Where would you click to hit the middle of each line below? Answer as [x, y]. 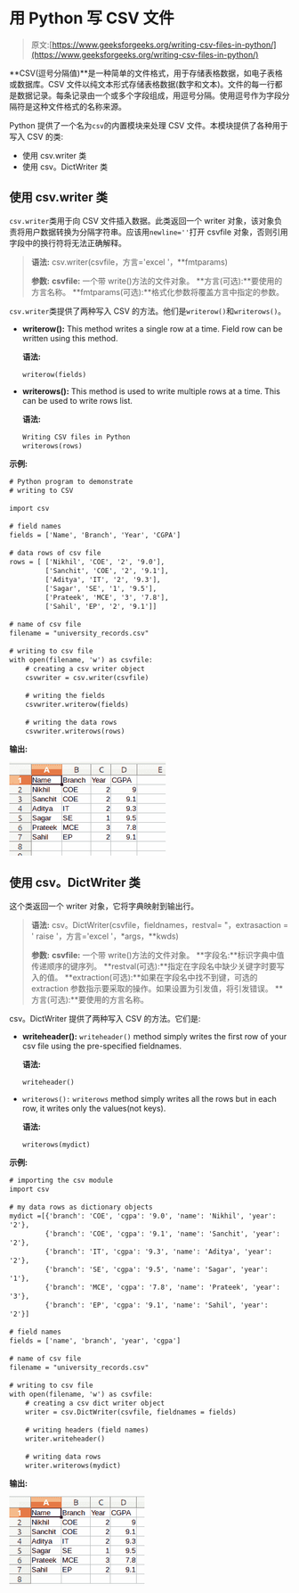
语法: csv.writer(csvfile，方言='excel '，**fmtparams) [129, 262]
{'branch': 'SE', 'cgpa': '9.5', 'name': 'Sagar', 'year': [157, 1269]
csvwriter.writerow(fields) [77, 704]
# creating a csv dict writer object [95, 1403]
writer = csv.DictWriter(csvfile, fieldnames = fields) [131, 1412]
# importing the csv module [61, 1180]
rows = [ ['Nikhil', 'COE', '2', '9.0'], [87, 562]
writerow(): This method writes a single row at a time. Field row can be [152, 328]
